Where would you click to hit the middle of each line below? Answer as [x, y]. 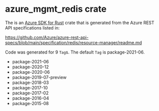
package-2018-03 [30, 83]
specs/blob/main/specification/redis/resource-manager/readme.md [74, 42]
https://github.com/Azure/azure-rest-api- [47, 37]
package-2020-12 [30, 67]
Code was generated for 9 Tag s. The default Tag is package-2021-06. [75, 52]
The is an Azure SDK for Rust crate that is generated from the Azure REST [80, 23]
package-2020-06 [31, 72]
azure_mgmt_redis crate [56, 9]
